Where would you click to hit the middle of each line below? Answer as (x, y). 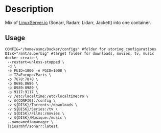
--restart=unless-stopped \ (36, 62)
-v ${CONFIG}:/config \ (31, 100)
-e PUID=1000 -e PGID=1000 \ (37, 70)
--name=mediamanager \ (30, 122)
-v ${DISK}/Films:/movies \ (36, 113)
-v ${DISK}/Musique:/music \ (37, 118)
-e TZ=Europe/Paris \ (29, 75)
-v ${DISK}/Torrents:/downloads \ (42, 105)
